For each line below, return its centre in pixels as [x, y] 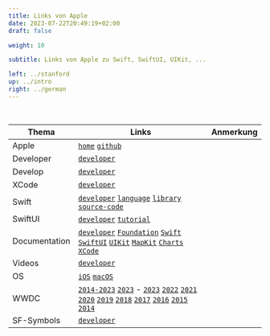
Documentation [41, 240]
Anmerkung [234, 132]
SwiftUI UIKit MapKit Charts [131, 242]
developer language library [130, 198]
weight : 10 [27, 45]
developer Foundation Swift [130, 232]
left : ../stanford [39, 74]
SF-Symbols [37, 320]
